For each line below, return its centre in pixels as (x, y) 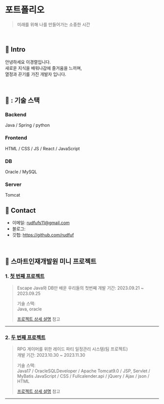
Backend (16, 115)
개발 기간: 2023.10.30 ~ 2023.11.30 (51, 355)
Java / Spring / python (28, 125)
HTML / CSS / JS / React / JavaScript (42, 148)
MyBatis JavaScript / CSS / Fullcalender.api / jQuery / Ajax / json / (83, 376)
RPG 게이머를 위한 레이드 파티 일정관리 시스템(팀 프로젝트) (72, 349)
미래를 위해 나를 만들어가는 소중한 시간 (53, 24)
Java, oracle (30, 309)
